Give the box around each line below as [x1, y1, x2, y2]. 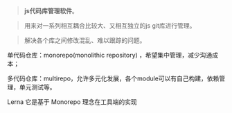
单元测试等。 [19, 83, 56, 91]
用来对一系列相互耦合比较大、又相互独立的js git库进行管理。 [24, 21, 196, 30]
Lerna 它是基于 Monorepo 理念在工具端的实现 [7, 98, 137, 106]
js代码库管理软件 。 [24, 7, 78, 15]
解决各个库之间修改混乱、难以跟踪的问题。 [24, 36, 146, 44]
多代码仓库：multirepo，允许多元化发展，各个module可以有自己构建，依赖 [7, 74, 220, 82]
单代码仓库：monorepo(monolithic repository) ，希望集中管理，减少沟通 [7, 51, 213, 59]
